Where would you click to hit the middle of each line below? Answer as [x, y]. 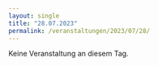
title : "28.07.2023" [43, 23]
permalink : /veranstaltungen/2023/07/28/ [79, 31]
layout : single [34, 16]
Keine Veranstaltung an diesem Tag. [68, 54]
